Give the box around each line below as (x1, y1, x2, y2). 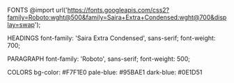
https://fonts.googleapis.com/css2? (67, 6, 169, 14)
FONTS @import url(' (7, 6, 68, 14)
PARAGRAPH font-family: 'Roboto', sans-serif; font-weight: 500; (7, 55, 190, 63)
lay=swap (7, 21, 35, 28)
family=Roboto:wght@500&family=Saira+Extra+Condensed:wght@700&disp (7, 13, 227, 21)
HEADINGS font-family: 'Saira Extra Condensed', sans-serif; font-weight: (7, 34, 216, 42)
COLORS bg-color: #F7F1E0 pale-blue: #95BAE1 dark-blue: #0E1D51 (7, 68, 203, 76)
